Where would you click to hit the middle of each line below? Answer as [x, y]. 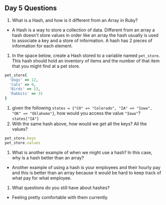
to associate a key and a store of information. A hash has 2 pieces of [82, 40]
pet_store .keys [20, 138]
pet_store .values [23, 143]
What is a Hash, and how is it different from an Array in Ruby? [75, 20]
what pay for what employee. [42, 178]
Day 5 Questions [31, 8]
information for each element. [42, 46]
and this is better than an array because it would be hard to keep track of [86, 173]
